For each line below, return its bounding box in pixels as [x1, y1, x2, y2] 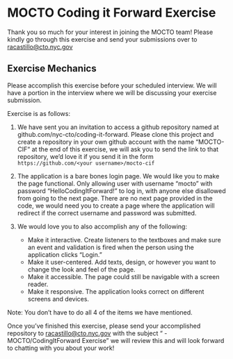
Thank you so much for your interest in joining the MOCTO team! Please [7, 28, 214, 36]
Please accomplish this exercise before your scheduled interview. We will [7, 81, 217, 90]
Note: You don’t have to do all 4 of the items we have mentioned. [7, 308, 193, 317]
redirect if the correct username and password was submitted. [17, 208, 197, 217]
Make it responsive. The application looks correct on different [27, 287, 204, 296]
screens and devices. [27, 294, 89, 303]
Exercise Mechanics [7, 62, 97, 74]
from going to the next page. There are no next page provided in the [17, 194, 214, 202]
